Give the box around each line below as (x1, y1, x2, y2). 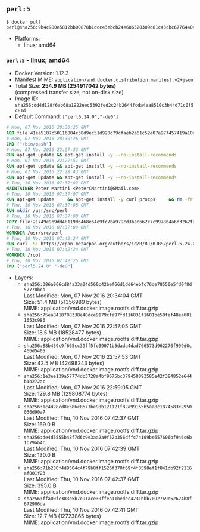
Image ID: (14, 95, 39, 102)
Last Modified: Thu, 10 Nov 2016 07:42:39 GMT (23, 445, 140, 452)
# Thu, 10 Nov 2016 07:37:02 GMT (6, 180, 89, 186)
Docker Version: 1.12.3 (14, 70, 69, 77)
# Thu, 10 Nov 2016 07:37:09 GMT (6, 224, 89, 230)
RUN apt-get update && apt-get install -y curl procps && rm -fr (6, 196, 193, 202)
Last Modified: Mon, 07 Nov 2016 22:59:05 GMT (23, 383, 142, 390)
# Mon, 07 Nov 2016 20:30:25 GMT (6, 125, 89, 131)
